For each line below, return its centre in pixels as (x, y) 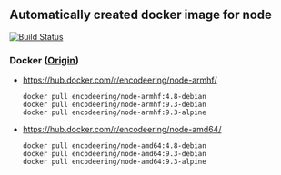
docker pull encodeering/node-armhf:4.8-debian (114, 97)
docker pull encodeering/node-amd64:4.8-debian (114, 146)
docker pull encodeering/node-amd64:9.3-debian (114, 154)
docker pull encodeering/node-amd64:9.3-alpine (114, 162)
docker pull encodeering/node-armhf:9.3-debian (114, 105)
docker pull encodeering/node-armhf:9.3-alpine (114, 112)
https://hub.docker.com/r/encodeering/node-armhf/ (120, 80)
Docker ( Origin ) (44, 60)
